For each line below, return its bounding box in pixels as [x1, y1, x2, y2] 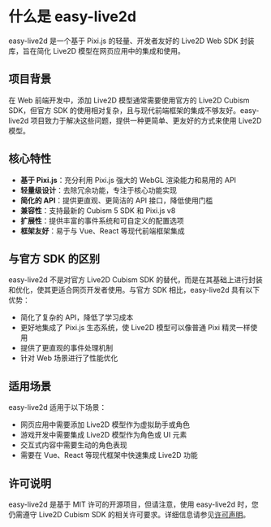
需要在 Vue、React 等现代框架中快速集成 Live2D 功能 [19, 451, 198, 460]
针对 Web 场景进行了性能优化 [19, 353, 118, 363]
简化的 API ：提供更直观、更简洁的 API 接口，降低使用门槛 [19, 195, 213, 205]
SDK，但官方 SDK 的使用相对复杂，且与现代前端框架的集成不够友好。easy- [8, 105, 260, 115]
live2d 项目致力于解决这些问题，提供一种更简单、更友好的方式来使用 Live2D [8, 115, 262, 125]
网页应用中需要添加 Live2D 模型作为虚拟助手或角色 [19, 420, 191, 429]
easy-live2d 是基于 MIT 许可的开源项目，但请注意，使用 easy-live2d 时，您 [8, 499, 260, 509]
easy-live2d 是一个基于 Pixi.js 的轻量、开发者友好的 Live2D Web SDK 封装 [8, 36, 255, 46]
